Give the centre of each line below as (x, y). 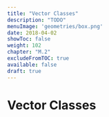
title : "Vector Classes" (43, 13)
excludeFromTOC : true (38, 58)
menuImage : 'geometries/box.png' (55, 26)
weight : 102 (24, 45)
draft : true (24, 71)
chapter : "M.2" (29, 52)
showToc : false (29, 39)
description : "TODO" (37, 20)
